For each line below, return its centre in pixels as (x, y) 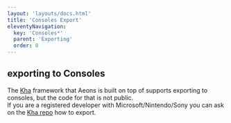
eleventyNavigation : (37, 26)
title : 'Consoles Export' (44, 20)
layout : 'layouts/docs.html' (49, 13)
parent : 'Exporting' (43, 39)
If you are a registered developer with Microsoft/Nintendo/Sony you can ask (115, 105)
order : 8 (26, 46)
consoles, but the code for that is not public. (70, 97)
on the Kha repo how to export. (52, 112)
